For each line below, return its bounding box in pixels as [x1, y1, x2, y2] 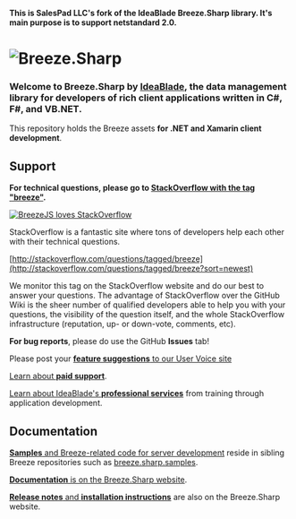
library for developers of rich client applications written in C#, [9, 91, 283, 104]
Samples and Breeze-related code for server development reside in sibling [9, 447, 284, 458]
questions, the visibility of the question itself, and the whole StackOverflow [9, 309, 284, 320]
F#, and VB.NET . [9, 103, 82, 116]
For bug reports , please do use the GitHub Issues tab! [9, 336, 210, 347]
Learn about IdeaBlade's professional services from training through [9, 388, 265, 399]
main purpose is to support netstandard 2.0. [9, 17, 177, 28]
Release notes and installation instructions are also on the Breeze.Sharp [9, 492, 281, 503]
